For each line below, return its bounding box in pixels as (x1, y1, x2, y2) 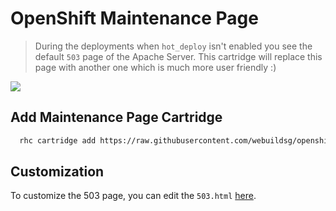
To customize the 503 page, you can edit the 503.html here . (10, 190, 257, 202)
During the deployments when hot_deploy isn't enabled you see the (34, 40, 313, 52)
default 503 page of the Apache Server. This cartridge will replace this (34, 50, 323, 62)
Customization (10, 163, 105, 181)
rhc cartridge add (19, 135, 97, 146)
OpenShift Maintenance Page (10, 7, 259, 30)
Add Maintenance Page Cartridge (10, 109, 223, 126)
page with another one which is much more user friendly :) (34, 61, 277, 73)
